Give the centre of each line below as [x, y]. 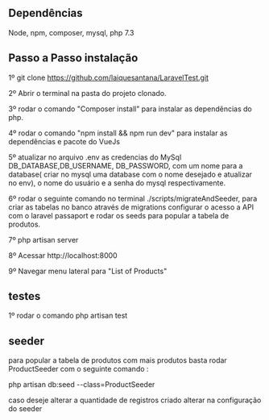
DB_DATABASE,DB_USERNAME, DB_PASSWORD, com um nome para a [126, 165]
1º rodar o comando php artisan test [68, 316]
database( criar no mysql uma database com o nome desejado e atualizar [130, 174]
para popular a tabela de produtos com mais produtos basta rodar [118, 360]
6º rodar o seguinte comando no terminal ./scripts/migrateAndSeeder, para [133, 198]
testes [25, 296]
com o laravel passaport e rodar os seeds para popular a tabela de [119, 215]
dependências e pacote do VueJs [64, 141]
